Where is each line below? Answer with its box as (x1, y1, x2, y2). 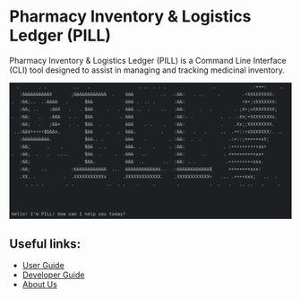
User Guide (21, 260, 64, 271)
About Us (21, 279, 58, 290)
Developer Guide (21, 269, 85, 280)
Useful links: (9, 236, 82, 251)
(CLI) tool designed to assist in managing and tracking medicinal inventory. (9, 65, 285, 75)
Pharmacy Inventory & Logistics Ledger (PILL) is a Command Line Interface (9, 55, 287, 66)
